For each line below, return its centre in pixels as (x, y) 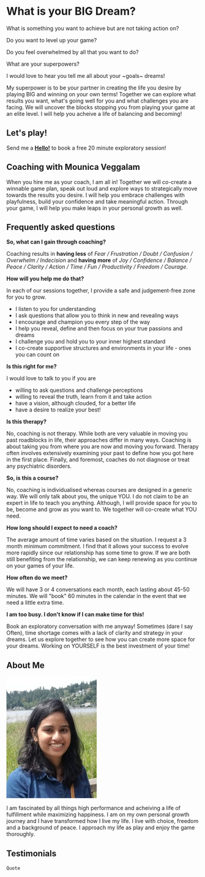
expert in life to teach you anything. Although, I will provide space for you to (102, 503)
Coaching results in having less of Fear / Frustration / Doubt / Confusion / (99, 254)
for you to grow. (26, 297)
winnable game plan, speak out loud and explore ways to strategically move (102, 188)
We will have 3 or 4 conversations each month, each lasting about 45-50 (98, 589)
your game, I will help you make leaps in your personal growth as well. (95, 208)
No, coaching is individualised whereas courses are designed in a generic (99, 490)
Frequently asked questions (61, 227)
